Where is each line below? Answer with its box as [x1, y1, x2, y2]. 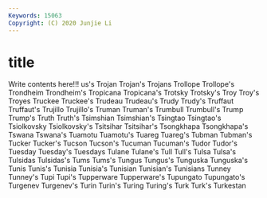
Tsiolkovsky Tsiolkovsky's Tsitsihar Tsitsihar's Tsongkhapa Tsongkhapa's [8, 122, 249, 131]
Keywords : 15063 [8, 11, 62, 20]
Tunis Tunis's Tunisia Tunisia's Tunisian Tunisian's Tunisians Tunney [8, 164, 231, 173]
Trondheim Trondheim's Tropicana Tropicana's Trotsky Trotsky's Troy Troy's [8, 88, 260, 98]
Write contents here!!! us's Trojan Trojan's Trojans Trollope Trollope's [8, 80, 235, 89]
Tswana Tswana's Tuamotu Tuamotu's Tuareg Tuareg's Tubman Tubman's [8, 130, 253, 140]
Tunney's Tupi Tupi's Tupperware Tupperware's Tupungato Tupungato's [8, 173, 245, 182]
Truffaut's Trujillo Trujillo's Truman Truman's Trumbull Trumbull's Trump [8, 105, 244, 115]
